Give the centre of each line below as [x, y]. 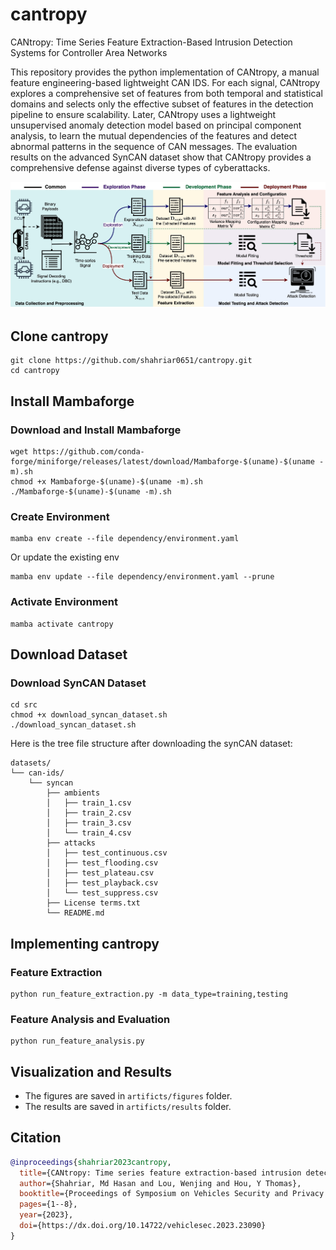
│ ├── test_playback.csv [102, 883]
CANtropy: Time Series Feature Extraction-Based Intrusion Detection [151, 42]
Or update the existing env [65, 557]
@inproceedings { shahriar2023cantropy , [91, 1162]
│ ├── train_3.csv [89, 823]
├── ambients [73, 793]
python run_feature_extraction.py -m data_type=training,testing [149, 994]
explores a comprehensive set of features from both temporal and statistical [166, 93]
